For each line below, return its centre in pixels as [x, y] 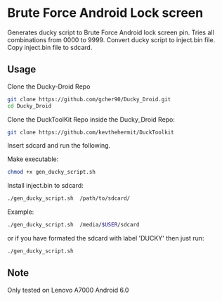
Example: [21, 212]
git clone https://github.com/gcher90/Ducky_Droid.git [89, 99]
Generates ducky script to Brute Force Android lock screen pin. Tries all [111, 32]
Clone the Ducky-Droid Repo [49, 87]
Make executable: [33, 159]
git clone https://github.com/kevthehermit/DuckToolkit [91, 132]
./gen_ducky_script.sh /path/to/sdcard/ [69, 198]
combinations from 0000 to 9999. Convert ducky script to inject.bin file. [111, 39]
